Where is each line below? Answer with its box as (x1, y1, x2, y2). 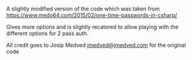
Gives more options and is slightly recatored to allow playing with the (6, 24, 179, 30)
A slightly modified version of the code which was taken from (6, 5, 160, 12)
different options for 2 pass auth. (6, 30, 89, 37)
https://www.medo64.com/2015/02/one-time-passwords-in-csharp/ (6, 12, 177, 19)
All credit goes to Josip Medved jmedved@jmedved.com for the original (6, 42, 187, 48)
